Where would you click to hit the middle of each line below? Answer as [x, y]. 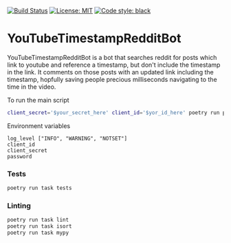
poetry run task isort [40, 226]
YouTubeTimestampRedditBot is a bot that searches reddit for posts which [112, 57]
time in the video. [32, 87]
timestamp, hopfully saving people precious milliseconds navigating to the [112, 79]
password [20, 156]
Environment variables [39, 126]
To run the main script [38, 100]
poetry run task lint [38, 220]
